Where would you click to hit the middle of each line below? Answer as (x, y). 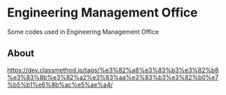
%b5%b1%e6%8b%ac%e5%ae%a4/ (60, 85)
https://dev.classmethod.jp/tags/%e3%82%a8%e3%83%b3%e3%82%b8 (113, 70)
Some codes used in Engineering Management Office (83, 32)
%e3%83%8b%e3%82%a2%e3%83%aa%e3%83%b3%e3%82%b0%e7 (113, 77)
